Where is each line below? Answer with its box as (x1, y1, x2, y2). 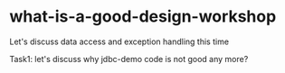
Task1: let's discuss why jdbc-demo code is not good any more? (9, 53, 249, 64)
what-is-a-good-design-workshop (9, 6, 277, 27)
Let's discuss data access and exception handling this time (9, 36, 229, 47)
